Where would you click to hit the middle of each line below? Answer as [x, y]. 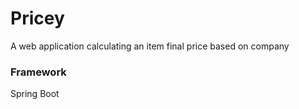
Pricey [37, 18]
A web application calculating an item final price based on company [150, 46]
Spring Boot [35, 94]
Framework [38, 72]
